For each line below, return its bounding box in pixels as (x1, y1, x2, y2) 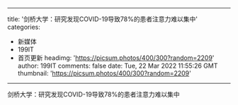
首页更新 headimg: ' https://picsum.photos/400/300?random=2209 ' (17, 54, 215, 62)
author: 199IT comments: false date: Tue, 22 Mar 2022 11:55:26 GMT (17, 61, 218, 70)
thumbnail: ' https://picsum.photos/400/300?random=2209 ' (17, 69, 191, 78)
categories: (7, 23, 40, 31)
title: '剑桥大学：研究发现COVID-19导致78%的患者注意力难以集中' (7, 15, 198, 23)
